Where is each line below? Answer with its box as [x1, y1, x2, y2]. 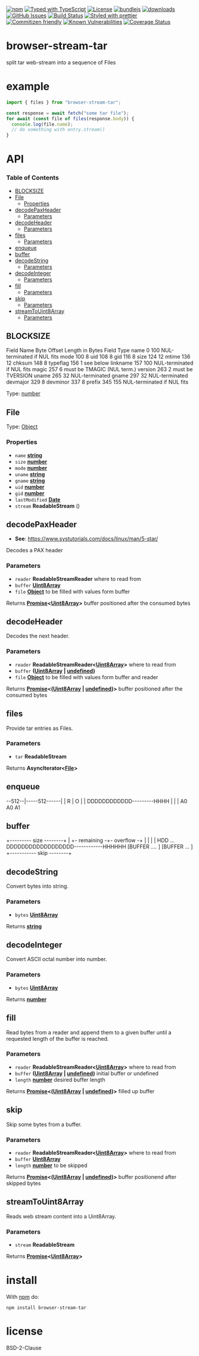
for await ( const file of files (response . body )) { [6, 116, 135, 122]
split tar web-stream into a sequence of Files [6, 58, 116, 66]
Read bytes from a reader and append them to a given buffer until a [6, 1028, 172, 1036]
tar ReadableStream [14, 752, 67, 760]
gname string [14, 477, 45, 484]
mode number [14, 464, 48, 471]
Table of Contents [6, 173, 60, 182]
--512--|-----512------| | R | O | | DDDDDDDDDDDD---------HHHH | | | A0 [6, 797, 188, 804]
